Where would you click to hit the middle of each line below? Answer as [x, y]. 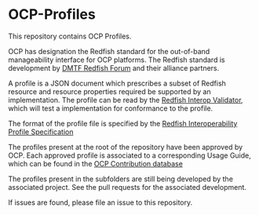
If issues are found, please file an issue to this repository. [100, 202]
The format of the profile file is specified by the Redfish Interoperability [123, 123]
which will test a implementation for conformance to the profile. [111, 108]
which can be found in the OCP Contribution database [95, 163]
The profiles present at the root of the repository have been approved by [126, 147]
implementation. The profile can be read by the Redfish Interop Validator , [126, 100]
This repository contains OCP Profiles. [70, 36]
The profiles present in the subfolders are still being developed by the [121, 179]
